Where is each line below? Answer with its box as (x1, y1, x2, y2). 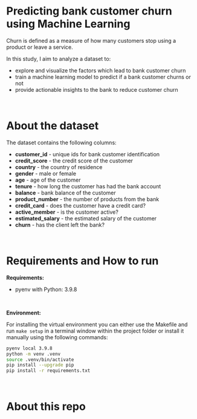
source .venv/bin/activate (6, 356, 74, 363)
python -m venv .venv (6, 351, 61, 357)
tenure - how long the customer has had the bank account (15, 182, 161, 190)
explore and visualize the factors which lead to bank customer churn (15, 66, 186, 74)
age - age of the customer (15, 176, 81, 184)
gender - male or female (15, 170, 77, 177)
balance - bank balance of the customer (15, 189, 116, 196)
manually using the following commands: (6, 333, 108, 341)
